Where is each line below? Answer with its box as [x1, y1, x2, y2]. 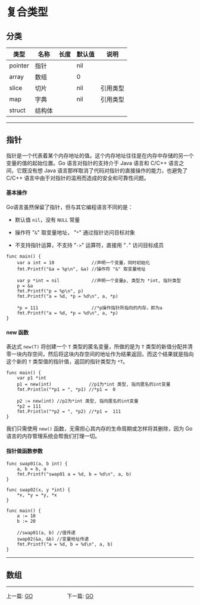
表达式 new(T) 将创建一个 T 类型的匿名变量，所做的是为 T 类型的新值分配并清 [6, 343, 193, 350]
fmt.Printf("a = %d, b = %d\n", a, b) [17, 541, 113, 548]
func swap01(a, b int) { [6, 461, 68, 467]
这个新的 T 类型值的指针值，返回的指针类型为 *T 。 [6, 358, 129, 365]
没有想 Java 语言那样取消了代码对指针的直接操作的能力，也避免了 [26, 166, 188, 174]
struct [9, 106, 26, 114]
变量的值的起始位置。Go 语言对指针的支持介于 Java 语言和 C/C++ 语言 [6, 159, 179, 166]
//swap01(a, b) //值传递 [17, 530, 76, 536]
